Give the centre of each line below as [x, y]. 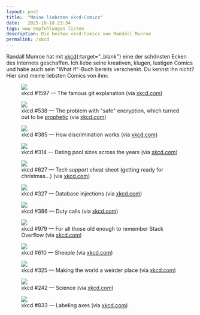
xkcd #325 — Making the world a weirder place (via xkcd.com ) [99, 270]
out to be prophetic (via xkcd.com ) [64, 117]
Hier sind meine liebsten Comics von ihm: [57, 76]
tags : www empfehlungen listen [45, 28]
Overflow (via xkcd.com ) [51, 235]
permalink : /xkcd [28, 39]
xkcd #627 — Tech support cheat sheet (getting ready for [92, 170]
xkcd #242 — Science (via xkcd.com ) [67, 288]
